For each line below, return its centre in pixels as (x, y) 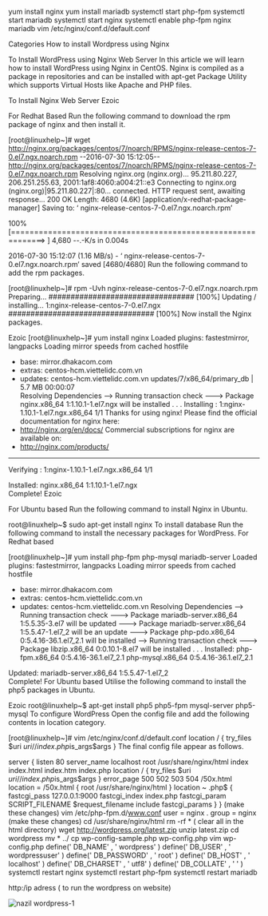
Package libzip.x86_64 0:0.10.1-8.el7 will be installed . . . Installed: (127, 649)
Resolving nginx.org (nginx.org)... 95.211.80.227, (158, 174)
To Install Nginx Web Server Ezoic (64, 100)
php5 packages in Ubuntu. (52, 690)
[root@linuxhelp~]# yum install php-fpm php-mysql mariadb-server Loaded (133, 557)
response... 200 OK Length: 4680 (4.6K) (75, 199)
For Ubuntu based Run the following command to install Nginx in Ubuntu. (128, 509)
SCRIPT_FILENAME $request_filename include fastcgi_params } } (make (126, 804)
